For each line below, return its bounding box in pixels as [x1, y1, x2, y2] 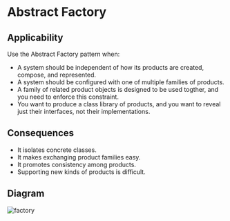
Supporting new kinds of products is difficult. [17, 167, 146, 176]
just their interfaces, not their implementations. [17, 108, 151, 115]
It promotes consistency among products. [17, 160, 137, 169]
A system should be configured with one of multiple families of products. [17, 78, 224, 86]
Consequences [7, 127, 75, 139]
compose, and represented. [17, 70, 97, 79]
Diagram [7, 188, 45, 200]
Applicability [7, 32, 64, 44]
